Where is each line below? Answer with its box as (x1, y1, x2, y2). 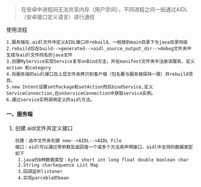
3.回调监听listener (17, 168, 63, 175)
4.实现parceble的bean (17, 175, 69, 181)
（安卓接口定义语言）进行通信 (20, 13, 95, 20)
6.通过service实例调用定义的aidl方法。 (6, 97, 95, 103)
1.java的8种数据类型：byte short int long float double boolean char (17, 157, 189, 163)
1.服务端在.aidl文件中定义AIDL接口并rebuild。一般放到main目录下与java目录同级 (6, 39, 188, 45)
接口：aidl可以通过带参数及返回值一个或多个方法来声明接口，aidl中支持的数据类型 (14, 144, 193, 150)
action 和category (6, 65, 52, 71)
